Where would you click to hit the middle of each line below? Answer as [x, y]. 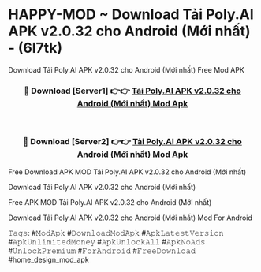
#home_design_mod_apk [48, 259]
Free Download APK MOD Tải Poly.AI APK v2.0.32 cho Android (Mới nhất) [127, 172]
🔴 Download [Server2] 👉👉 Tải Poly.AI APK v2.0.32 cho [132, 142]
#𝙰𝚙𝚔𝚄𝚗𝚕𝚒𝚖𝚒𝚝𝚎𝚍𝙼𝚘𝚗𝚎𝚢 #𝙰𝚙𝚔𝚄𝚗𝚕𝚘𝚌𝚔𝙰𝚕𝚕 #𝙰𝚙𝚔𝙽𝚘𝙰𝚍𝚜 [107, 241]
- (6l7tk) [35, 48]
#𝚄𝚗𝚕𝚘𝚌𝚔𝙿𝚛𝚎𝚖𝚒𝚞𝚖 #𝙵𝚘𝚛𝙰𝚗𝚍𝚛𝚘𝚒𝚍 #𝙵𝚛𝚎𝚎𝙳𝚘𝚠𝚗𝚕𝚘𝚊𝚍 [102, 251]
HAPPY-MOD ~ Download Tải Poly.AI [131, 15]
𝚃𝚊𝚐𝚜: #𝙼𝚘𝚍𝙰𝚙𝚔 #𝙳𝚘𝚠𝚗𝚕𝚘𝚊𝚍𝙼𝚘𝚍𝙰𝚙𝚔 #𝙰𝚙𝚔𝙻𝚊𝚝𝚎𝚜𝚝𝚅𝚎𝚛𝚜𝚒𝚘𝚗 [116, 233]
